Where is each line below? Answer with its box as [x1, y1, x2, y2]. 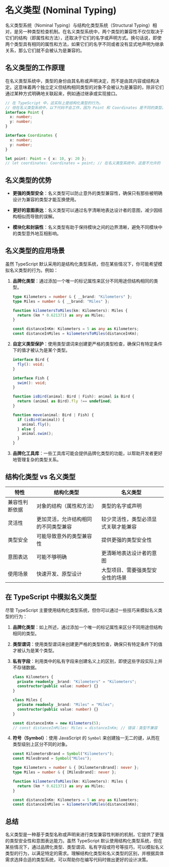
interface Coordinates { [5, 133, 57, 138]
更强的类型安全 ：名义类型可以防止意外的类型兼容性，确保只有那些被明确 [12, 190, 162, 196]
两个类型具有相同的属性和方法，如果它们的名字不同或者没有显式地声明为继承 [5, 41, 164, 47]
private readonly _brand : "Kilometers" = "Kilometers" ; [17, 679, 137, 684]
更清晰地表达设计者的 [101, 549, 152, 557]
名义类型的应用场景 [5, 247, 65, 255]
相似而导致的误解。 [17, 213, 57, 219]
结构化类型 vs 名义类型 [5, 472, 76, 481]
